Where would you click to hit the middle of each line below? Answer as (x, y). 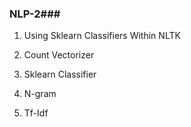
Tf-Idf (36, 113)
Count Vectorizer (59, 55)
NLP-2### (35, 14)
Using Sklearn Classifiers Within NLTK (102, 36)
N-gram (40, 94)
